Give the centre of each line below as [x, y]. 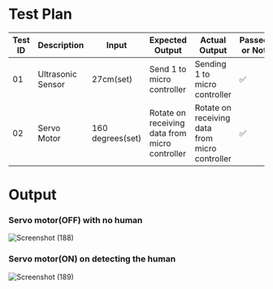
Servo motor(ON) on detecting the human [92, 259]
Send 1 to [168, 68]
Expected [168, 40]
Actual [213, 40]
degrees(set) [117, 138]
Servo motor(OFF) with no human [76, 221]
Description [61, 45]
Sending [210, 63]
